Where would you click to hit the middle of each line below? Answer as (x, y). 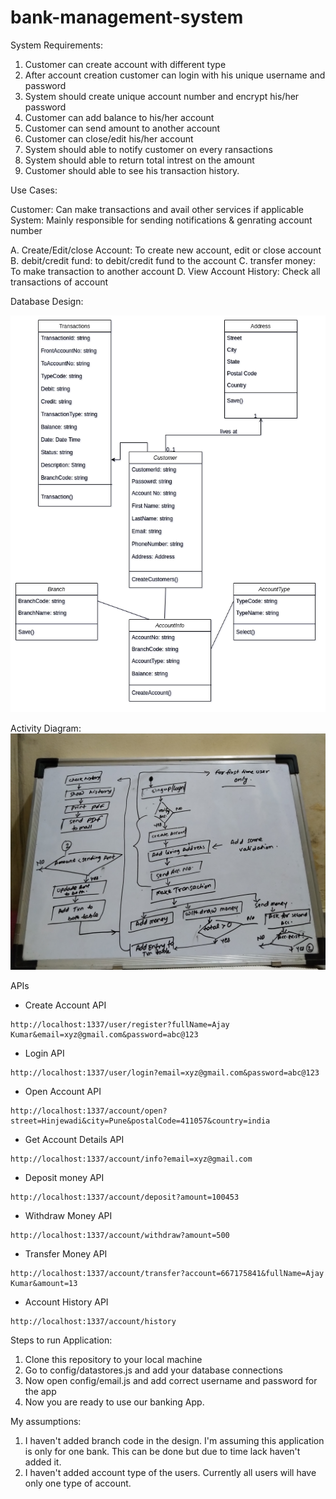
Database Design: (47, 301)
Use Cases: (34, 190)
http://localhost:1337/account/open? (89, 1111)
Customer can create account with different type (125, 64)
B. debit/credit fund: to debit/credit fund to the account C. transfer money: (163, 260)
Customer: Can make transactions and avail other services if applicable (157, 209)
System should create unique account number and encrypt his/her (162, 96)
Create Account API (65, 1005)
